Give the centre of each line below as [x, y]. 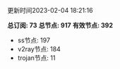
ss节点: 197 [34, 40]
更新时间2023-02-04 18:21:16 [50, 10]
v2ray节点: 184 [39, 49]
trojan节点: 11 [36, 58]
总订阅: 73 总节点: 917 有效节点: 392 [60, 25]
